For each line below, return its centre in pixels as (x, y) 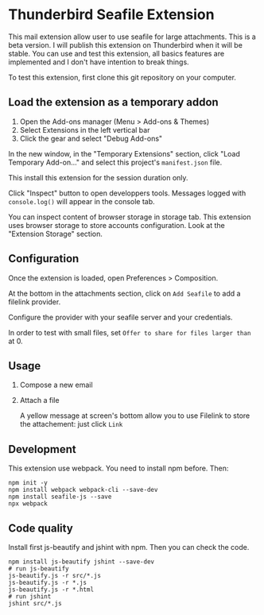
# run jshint (30, 597)
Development (43, 449)
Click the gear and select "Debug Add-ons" (91, 138)
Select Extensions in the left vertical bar (85, 130)
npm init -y (28, 483)
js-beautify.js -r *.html (51, 590)
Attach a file (39, 400)
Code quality (41, 528)
